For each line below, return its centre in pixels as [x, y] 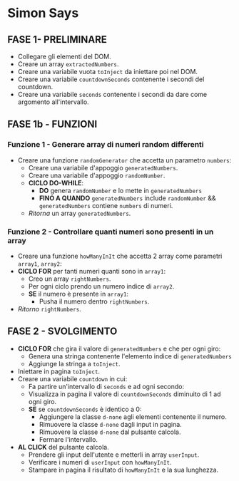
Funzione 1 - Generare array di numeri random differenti [106, 145]
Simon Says [43, 13]
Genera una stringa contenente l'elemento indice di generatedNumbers [130, 356]
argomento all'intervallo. [53, 102]
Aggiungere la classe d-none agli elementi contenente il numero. [133, 417]
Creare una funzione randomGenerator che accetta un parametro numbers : [124, 160]
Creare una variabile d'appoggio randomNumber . [97, 175]
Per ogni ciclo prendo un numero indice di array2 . [101, 286]
